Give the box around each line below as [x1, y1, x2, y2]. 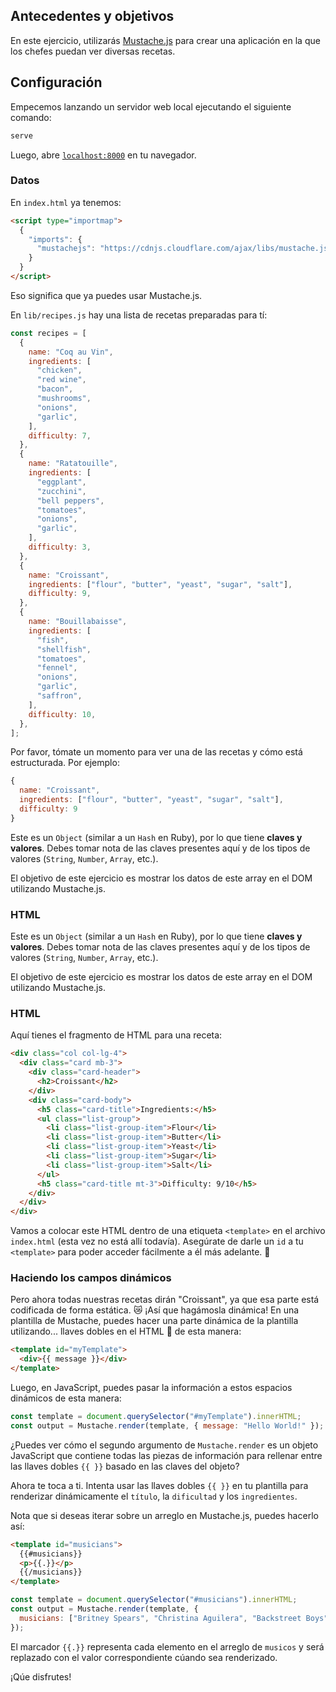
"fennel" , [36, 663, 78, 673]
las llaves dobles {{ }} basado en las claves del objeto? [10, 1460, 240, 1472]
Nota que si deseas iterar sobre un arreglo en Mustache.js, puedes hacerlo [10, 1509, 319, 1521]
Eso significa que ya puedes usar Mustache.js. [10, 289, 203, 301]
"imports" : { [28, 234, 83, 244]
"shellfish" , [36, 644, 92, 654]
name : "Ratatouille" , [28, 459, 118, 469]
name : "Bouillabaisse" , [28, 617, 128, 627]
